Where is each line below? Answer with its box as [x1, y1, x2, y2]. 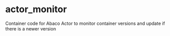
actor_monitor [5, 4, 67, 15]
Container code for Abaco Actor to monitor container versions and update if [5, 20, 165, 26]
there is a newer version [5, 25, 56, 31]
